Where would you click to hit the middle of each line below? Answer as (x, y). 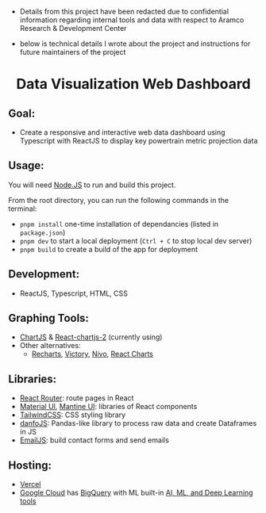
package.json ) (42, 232)
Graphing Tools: (49, 318)
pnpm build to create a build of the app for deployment (109, 249)
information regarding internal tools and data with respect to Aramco (132, 20)
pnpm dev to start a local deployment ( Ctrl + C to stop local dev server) (136, 240)
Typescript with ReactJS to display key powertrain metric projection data (139, 141)
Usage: (27, 166)
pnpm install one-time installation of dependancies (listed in (119, 224)
